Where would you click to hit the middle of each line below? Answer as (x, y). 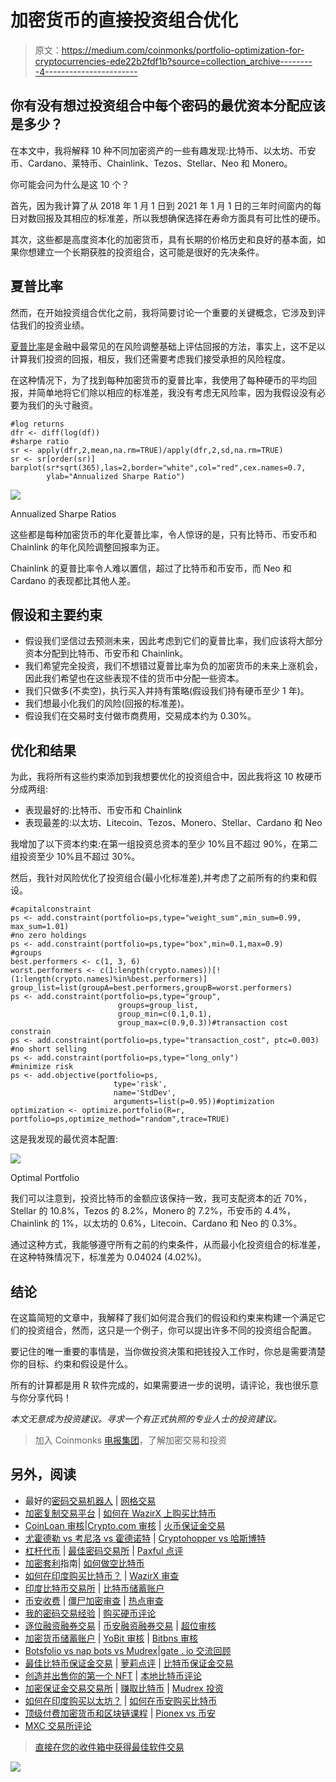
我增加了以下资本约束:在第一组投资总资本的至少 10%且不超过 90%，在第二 (164, 844)
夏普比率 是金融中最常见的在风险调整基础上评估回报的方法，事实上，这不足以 (168, 346)
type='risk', (140, 1084)
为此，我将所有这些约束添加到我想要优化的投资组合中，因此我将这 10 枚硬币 (166, 777)
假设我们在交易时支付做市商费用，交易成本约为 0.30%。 (140, 716)
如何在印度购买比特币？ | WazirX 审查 (102, 1575)
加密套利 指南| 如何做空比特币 (84, 1563)
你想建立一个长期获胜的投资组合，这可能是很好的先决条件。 (141, 252)
